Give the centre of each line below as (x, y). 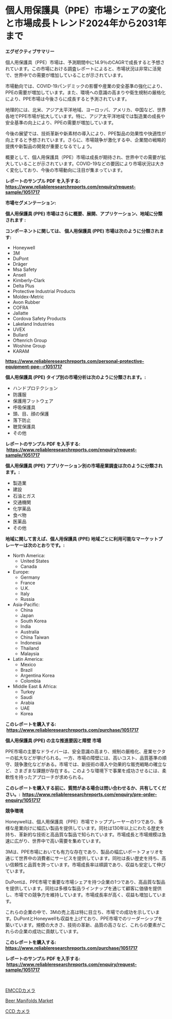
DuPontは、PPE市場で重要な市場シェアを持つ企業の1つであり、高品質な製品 (85, 882)
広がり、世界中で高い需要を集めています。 (59, 841)
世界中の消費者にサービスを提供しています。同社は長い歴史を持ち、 (90, 858)
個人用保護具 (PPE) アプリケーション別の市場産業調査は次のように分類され (84, 465)
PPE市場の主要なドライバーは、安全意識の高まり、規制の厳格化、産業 (79, 751)
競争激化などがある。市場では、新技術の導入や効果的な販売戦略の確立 (88, 764)
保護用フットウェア (33, 401)
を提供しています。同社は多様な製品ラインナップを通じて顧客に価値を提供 (84, 888)
